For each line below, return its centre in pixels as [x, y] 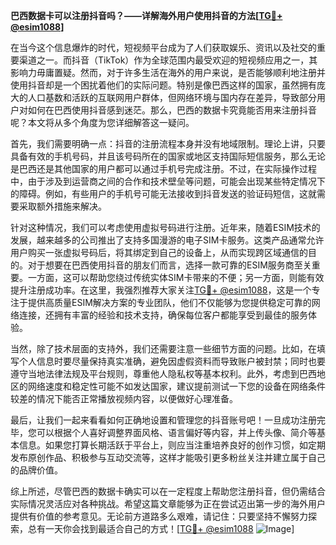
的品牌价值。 [36, 470]
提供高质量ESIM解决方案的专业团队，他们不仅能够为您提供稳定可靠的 [169, 302]
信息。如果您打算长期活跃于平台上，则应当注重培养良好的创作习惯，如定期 [172, 445]
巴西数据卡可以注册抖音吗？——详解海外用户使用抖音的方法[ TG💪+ [146, 15]
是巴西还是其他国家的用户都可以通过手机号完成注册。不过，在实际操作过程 [163, 168]
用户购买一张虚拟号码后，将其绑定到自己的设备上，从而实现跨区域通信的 [159, 252]
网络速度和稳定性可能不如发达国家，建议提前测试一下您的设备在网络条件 [176, 386]
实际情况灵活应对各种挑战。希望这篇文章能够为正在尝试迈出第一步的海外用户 [168, 503]
